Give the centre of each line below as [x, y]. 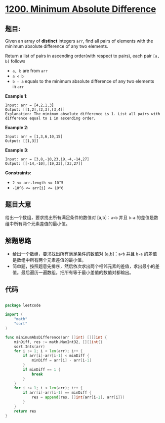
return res [25, 411]
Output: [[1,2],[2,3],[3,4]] [35, 110]
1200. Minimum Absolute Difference [81, 9]
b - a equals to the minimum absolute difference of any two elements [83, 81]
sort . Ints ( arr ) [30, 347]
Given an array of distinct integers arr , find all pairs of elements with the [79, 41]
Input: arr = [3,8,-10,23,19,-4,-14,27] [47, 159]
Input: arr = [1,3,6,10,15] [34, 137]
